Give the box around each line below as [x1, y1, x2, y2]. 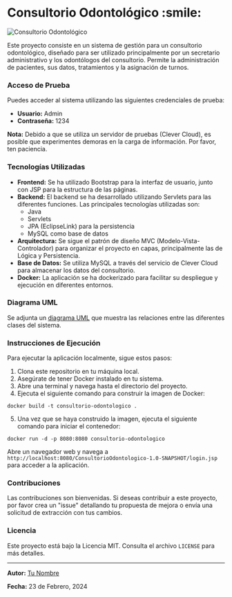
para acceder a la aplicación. [7, 461, 90, 469]
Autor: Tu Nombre [7, 569, 60, 577]
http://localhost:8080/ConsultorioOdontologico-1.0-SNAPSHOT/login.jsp [7, 455, 217, 462]
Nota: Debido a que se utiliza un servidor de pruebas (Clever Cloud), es [7, 130, 212, 139]
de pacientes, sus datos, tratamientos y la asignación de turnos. [7, 63, 189, 71]
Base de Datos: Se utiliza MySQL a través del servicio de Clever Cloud [17, 258, 218, 267]
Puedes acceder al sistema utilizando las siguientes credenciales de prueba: [7, 96, 225, 104]
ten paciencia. [7, 145, 48, 153]
